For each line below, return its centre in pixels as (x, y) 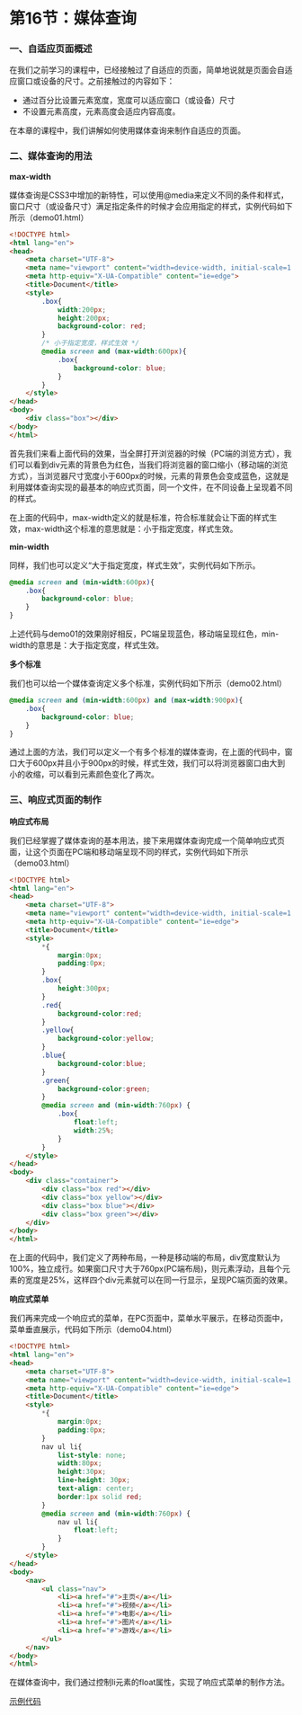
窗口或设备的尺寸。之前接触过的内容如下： (96, 81)
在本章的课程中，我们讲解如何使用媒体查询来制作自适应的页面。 (127, 130)
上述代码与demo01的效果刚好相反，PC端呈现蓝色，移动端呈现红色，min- (144, 634)
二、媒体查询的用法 (51, 156)
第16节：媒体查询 (73, 18)
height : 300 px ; (84, 989)
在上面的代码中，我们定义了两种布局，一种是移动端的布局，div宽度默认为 (145, 1257)
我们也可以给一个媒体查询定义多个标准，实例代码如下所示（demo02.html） (148, 683)
